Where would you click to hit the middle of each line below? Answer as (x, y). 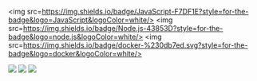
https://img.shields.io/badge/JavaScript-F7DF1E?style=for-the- (145, 12)
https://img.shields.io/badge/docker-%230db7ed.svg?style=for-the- (135, 45)
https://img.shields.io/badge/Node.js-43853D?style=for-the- (123, 28)
